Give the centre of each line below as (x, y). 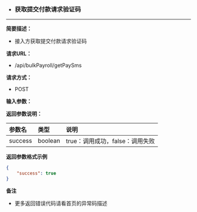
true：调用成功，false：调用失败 (111, 141)
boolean (49, 141)
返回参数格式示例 (27, 157)
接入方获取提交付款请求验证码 (50, 41)
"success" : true (37, 174)
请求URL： (19, 53)
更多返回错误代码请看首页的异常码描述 (61, 203)
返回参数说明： (24, 114)
